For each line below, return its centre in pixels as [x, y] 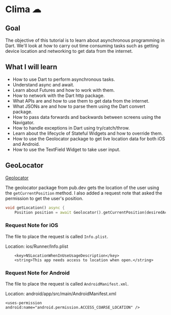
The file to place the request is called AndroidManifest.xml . [67, 283]
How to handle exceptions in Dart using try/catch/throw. [71, 128]
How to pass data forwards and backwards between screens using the [87, 117]
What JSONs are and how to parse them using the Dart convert [79, 106]
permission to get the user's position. [44, 198]
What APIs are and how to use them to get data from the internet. [81, 101]
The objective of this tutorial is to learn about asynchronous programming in [85, 40]
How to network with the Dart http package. [59, 96]
